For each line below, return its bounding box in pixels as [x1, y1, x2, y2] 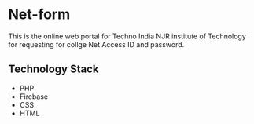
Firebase [19, 92, 49, 101]
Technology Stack [8, 63, 99, 76]
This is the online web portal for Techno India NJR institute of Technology [8, 31, 246, 41]
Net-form [8, 5, 71, 24]
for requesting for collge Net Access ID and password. [8, 39, 185, 49]
